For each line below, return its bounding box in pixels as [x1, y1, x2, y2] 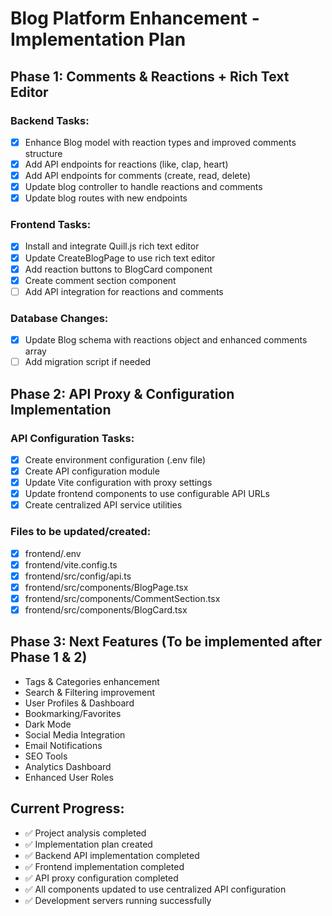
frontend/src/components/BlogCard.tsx [24, 603, 188, 616]
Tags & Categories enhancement [24, 675, 160, 687]
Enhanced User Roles [24, 771, 114, 783]
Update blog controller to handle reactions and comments [24, 181, 263, 193]
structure [24, 147, 63, 159]
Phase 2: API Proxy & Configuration [10, 385, 235, 402]
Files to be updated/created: [10, 525, 152, 539]
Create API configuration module [24, 465, 160, 477]
